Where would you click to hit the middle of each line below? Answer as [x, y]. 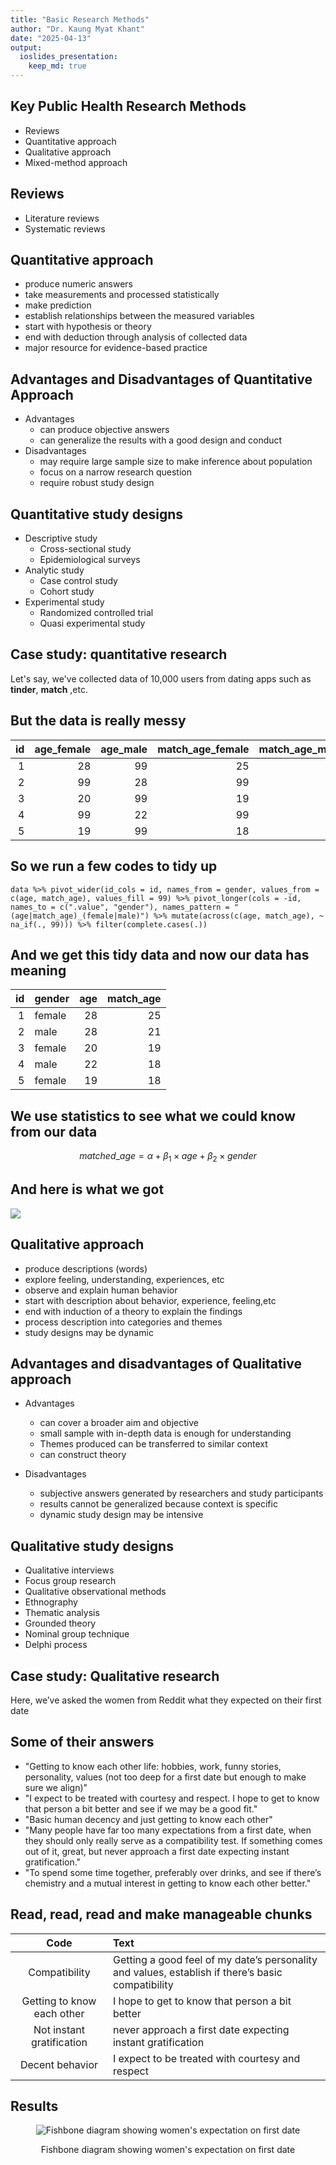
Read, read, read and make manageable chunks [161, 1914]
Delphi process [56, 1645]
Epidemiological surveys [90, 560]
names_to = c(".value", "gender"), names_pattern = [120, 907]
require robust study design [97, 483]
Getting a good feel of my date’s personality [215, 1959]
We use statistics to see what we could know [153, 1116]
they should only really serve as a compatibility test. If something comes [173, 1840]
